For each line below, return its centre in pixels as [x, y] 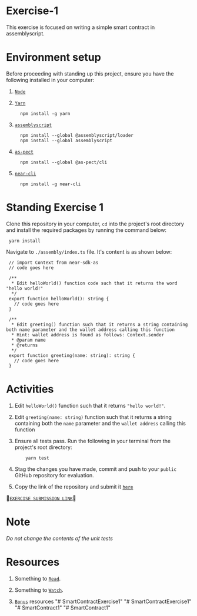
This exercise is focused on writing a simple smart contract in [81, 27]
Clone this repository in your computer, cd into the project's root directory [95, 224]
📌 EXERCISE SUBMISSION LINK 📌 [41, 498]
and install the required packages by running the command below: [86, 230]
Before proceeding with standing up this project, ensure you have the [90, 73]
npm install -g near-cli [51, 184]
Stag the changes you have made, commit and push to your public [96, 469]
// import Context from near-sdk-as [54, 263]
